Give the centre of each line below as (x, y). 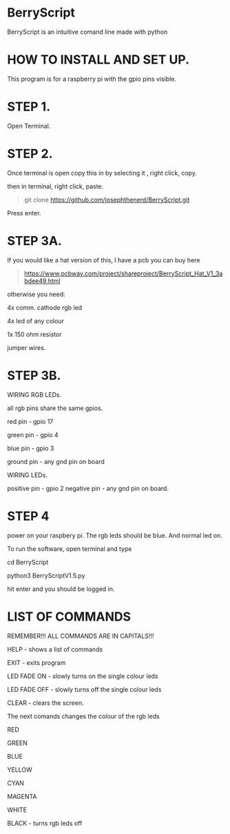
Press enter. (24, 213)
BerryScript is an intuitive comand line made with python (87, 32)
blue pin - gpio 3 (31, 448)
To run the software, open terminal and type (70, 549)
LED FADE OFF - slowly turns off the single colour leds (84, 689)
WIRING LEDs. (28, 475)
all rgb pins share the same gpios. (55, 408)
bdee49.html (42, 280)
